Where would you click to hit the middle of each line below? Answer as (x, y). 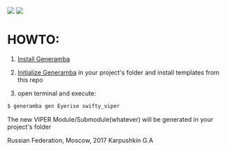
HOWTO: (33, 40)
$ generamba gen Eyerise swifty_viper (63, 106)
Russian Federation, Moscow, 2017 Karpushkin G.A (80, 140)
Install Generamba (44, 58)
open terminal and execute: (56, 93)
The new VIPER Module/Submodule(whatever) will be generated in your (111, 119)
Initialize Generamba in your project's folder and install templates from (118, 72)
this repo (30, 79)
